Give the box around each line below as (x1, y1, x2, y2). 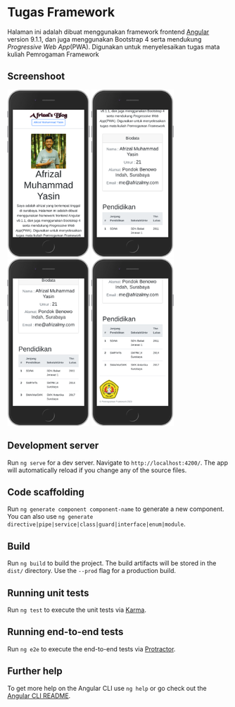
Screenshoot (7, 70, 65, 82)
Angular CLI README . (7, 691, 71, 700)
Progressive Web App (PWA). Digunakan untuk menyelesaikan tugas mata (7, 42, 220, 51)
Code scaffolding (7, 486, 84, 498)
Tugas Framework (7, 4, 115, 20)
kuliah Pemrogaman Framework (7, 50, 100, 59)
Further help (7, 665, 63, 677)
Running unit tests (7, 586, 89, 599)
